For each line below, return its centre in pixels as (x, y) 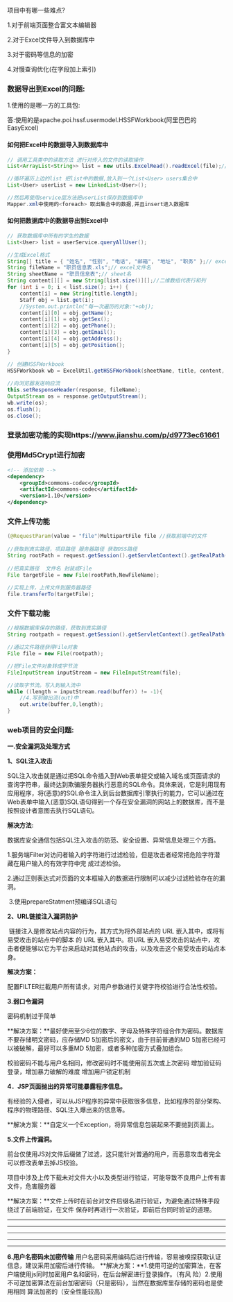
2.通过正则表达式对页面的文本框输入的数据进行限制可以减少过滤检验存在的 (113, 878)
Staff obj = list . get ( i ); (57, 300)
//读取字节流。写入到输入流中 (44, 685)
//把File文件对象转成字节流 (42, 666)
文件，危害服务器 (32, 1186)
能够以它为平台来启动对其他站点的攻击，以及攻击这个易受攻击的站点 (122, 949)
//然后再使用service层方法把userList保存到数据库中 (75, 198)
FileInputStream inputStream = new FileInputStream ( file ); (94, 673)
